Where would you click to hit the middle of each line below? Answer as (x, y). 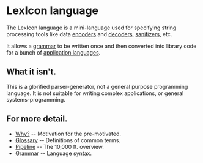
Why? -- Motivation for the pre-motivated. (68, 134)
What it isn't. (31, 72)
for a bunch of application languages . (54, 52)
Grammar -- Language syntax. (53, 153)
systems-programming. (36, 99)
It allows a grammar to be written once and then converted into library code (102, 46)
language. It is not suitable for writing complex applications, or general (95, 93)
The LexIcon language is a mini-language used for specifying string (91, 28)
